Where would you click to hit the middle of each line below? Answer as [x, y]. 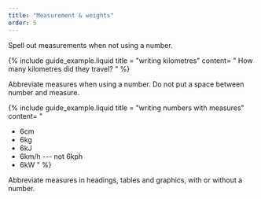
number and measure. [44, 92]
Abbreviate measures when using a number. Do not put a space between [126, 84]
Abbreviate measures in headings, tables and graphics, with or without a [125, 180]
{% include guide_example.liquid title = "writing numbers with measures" [127, 108]
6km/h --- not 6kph [51, 156]
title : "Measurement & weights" [61, 15]
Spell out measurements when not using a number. [90, 45]
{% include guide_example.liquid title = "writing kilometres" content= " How [130, 61]
